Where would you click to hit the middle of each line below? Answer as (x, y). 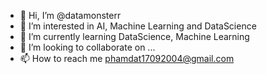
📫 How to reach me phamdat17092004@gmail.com (127, 58)
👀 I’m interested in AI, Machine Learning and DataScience (138, 26)
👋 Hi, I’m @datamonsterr (70, 15)
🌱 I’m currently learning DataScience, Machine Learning (134, 36)
